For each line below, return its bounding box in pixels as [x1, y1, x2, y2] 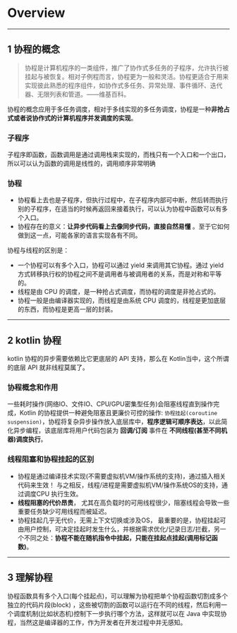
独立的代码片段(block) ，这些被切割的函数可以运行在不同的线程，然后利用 [7, 601, 221, 609]
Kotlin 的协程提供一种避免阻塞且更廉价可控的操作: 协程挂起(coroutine [19, 409, 217, 417]
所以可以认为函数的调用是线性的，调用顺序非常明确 [7, 159, 156, 168]
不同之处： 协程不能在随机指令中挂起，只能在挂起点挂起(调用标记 [23, 534, 212, 542]
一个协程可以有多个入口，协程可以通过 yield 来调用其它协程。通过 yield [17, 261, 224, 269]
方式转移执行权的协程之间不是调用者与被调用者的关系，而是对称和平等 [17, 270, 222, 278]
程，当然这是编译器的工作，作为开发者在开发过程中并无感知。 [7, 618, 187, 627]
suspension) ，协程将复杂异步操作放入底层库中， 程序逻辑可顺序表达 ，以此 [7, 417, 221, 426]
